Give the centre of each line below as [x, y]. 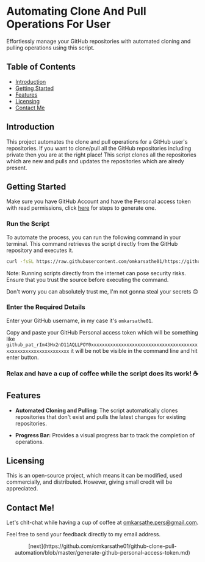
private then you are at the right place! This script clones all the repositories [101, 155]
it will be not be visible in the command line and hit [134, 350]
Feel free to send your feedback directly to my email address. [83, 534]
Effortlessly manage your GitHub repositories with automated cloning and [99, 41]
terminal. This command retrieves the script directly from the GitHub [92, 243]
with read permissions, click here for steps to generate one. [81, 208]
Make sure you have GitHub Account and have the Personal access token [99, 202]
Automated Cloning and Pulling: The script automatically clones [96, 410]
